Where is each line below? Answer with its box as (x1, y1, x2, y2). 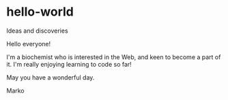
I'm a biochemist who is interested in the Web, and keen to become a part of (6, 52, 221, 61)
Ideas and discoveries (6, 27, 69, 35)
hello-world (6, 4, 74, 20)
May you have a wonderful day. (6, 73, 95, 82)
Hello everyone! (6, 39, 51, 48)
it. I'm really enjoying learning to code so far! (6, 60, 132, 68)
